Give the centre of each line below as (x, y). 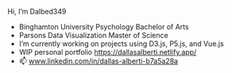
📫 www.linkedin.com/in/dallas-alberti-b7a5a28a (99, 61)
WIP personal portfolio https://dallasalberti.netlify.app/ (108, 52)
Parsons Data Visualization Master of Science (93, 35)
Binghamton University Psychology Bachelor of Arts (104, 27)
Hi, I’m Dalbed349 (37, 12)
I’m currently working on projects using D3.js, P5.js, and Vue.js (121, 44)
